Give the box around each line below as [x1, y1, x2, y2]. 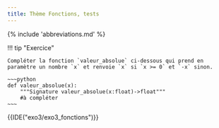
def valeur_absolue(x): [7, 82, 78, 89]
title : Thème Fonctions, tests [7, 10, 100, 18]
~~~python [7, 76, 37, 83]
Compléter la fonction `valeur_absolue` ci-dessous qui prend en [7, 57, 203, 64]
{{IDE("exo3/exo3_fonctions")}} [7, 112, 99, 121]
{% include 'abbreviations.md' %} [7, 30, 106, 38]
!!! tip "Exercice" [7, 43, 54, 52]
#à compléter [20, 94, 59, 101]
